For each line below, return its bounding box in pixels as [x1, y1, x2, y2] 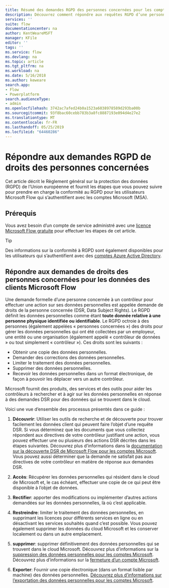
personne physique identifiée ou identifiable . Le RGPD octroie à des [5, 318, 149, 324]
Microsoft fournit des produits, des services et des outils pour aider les [5, 385, 152, 391]
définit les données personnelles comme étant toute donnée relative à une [5, 312, 161, 318]
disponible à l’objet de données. [12, 485, 79, 491]
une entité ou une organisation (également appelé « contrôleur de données [5, 334, 160, 340]
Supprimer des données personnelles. [12, 365, 92, 371]
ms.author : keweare [5, 78, 46, 83]
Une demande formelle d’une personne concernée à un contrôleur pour [5, 296, 153, 303]
